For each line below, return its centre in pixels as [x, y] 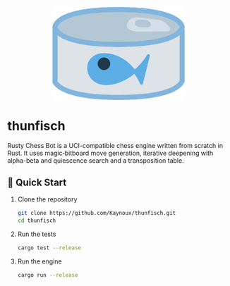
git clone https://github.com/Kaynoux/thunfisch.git [97, 213]
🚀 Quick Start [37, 182]
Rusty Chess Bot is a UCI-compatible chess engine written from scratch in [115, 145]
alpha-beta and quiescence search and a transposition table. [96, 160]
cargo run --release [48, 275]
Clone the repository [47, 199]
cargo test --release [49, 248]
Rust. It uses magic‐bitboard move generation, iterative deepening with [110, 153]
